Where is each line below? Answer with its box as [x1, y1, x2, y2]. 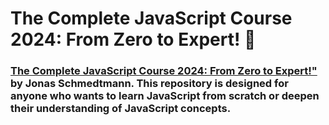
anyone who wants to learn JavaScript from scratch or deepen [10, 89, 320, 103]
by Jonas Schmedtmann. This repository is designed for [10, 77, 289, 91]
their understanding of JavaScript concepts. [10, 102, 232, 116]
